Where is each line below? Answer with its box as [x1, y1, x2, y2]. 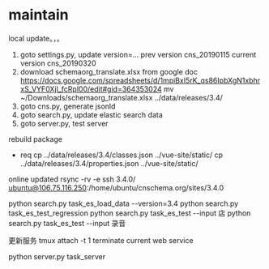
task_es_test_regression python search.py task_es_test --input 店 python [8, 208, 251, 218]
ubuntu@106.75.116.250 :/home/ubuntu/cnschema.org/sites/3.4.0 [8, 182, 224, 192]
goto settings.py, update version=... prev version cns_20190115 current [19, 49, 257, 59]
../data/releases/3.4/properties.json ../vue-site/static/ [19, 158, 199, 168]
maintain [8, 6, 69, 24]
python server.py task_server [8, 251, 106, 261]
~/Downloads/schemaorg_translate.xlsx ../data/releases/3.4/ [19, 92, 223, 102]
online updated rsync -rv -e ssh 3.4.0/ [8, 174, 136, 184]
